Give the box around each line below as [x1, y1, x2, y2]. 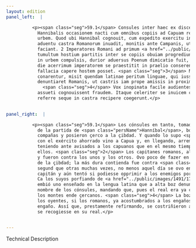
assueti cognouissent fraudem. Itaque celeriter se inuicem [37, 90, 187, 96]
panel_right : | [6, 111, 45, 117]
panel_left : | [6, 14, 43, 20]
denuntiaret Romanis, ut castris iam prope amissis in [37, 79, 174, 85]
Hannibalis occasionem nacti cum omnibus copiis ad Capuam [37, 30, 184, 36]
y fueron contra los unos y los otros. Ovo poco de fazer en [37, 154, 190, 160]
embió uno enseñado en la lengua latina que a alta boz [37, 182, 176, 188]
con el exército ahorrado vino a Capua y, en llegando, [37, 138, 176, 144]
